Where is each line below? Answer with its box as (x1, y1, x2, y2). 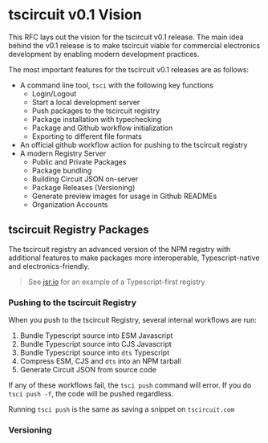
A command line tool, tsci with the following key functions (19, 80, 214, 90)
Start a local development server (31, 97, 140, 107)
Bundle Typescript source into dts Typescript (19, 347, 170, 358)
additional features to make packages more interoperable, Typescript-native (8, 253, 260, 262)
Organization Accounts (31, 199, 108, 209)
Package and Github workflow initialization (31, 123, 173, 132)
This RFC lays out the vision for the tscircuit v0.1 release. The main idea (8, 32, 244, 42)
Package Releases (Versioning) (31, 182, 136, 192)
